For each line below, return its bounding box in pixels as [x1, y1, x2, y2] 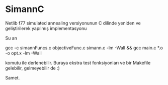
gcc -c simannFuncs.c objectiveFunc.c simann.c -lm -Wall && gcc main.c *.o [5, 44, 163, 50]
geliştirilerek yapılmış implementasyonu [5, 25, 87, 31]
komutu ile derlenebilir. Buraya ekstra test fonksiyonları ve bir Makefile [5, 59, 151, 65]
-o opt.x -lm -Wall [5, 50, 42, 56]
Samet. [5, 74, 20, 80]
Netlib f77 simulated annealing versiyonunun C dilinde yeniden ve [5, 20, 141, 26]
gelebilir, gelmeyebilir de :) [5, 65, 60, 71]
